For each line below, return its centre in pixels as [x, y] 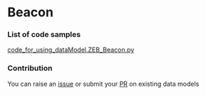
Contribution [30, 68]
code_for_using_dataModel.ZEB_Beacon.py [71, 50]
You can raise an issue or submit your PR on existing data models [103, 84]
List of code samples [44, 35]
